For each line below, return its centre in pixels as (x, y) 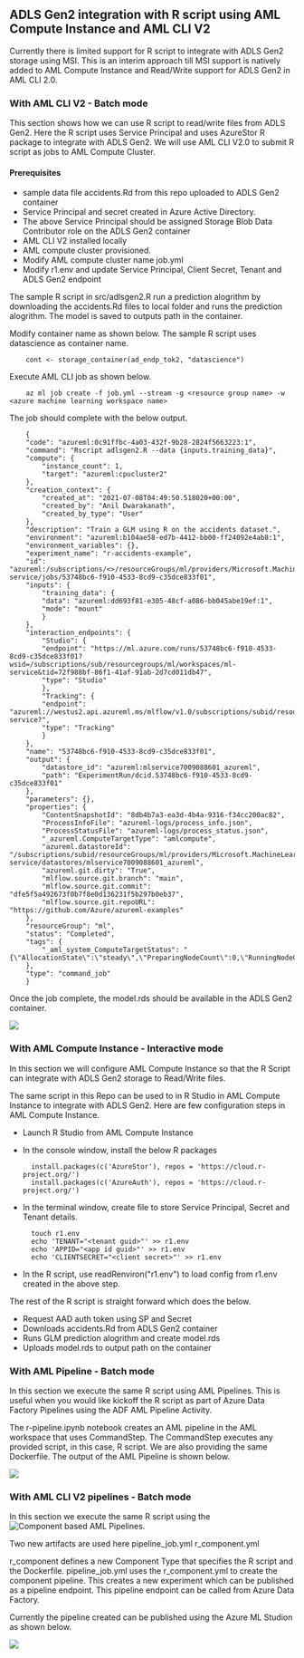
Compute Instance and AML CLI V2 (110, 29)
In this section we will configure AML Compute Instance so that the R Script (150, 1068)
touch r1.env (56, 1233)
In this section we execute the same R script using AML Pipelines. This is (145, 1391)
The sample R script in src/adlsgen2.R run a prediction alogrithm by (135, 297)
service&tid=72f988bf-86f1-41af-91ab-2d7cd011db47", (111, 673)
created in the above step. (71, 1283)
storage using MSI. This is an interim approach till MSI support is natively (145, 60)
